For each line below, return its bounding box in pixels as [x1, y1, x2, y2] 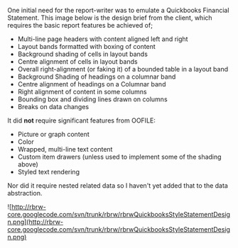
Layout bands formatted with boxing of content [17, 43, 156, 50]
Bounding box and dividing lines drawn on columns [17, 95, 168, 103]
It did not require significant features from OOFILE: [7, 116, 156, 125]
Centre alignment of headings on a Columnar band [17, 80, 166, 88]
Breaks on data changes [17, 103, 90, 111]
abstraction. [7, 189, 43, 197]
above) [17, 160, 39, 169]
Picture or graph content [17, 130, 90, 138]
